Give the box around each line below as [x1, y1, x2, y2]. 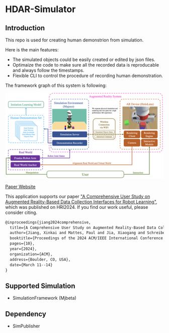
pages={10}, [10, 241, 35, 246]
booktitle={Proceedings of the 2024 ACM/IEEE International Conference [10, 236, 163, 241]
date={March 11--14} [10, 262, 53, 267]
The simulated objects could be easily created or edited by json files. [12, 57, 155, 63]
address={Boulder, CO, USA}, [10, 257, 71, 262]
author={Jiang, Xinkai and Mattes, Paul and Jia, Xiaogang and [10, 231, 145, 236]
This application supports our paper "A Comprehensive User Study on [5, 193, 150, 199]
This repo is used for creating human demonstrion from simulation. [5, 37, 144, 43]
